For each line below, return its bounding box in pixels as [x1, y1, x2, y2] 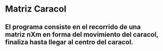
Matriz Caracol [5, 3, 67, 15]
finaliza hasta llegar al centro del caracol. [5, 38, 134, 46]
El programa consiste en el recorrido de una [5, 23, 141, 31]
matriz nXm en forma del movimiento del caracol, [5, 30, 159, 38]
